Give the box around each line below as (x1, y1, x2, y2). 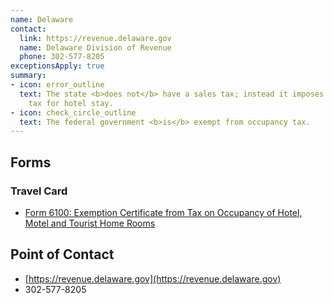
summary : (10, 71, 47, 81)
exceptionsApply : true (10, 61, 105, 71)
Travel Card (10, 184, 68, 198)
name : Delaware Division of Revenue (19, 42, 172, 53)
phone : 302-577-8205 (19, 52, 105, 62)
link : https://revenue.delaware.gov (19, 33, 172, 43)
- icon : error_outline (10, 80, 105, 90)
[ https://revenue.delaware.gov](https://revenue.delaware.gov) (24, 272, 282, 285)
